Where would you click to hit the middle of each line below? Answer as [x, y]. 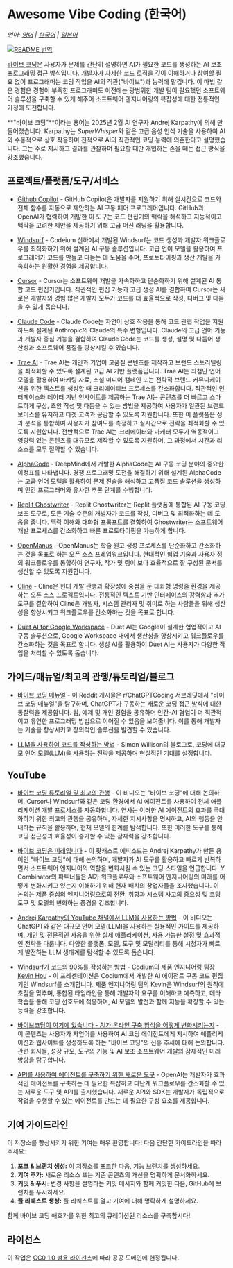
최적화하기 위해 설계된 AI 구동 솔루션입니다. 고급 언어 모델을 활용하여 [123, 248]
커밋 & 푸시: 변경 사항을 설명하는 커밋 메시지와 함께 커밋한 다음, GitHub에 [116, 1183]
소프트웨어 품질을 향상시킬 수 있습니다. [88, 347]
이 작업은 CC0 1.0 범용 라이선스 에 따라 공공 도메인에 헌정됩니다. [93, 1258]
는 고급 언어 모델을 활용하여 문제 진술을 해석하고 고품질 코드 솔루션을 [110, 481]
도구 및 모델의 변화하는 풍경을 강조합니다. [73, 903]
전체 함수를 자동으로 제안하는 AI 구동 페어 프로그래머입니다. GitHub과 [111, 208]
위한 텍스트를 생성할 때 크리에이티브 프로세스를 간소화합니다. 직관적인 [124, 388]
